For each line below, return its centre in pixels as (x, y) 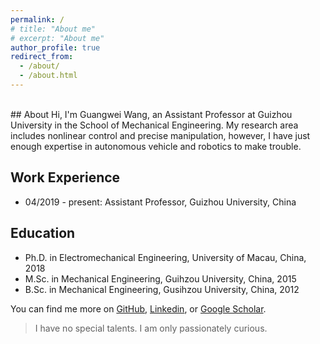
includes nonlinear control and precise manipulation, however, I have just (160, 135)
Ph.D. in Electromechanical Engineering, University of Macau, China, (165, 257)
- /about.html (48, 76)
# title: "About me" (53, 29)
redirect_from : (42, 57)
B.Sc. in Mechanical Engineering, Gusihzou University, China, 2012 (162, 289)
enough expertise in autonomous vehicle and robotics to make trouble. (156, 146)
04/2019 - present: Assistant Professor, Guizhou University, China (160, 202)
